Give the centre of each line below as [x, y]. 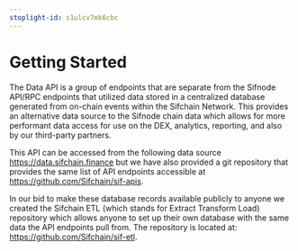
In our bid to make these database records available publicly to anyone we [147, 198]
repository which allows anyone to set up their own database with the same [149, 218]
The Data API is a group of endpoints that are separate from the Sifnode [143, 87]
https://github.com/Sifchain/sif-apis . [77, 181]
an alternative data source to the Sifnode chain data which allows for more [147, 116]
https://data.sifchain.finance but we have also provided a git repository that [149, 162]
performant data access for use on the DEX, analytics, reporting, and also [146, 125]
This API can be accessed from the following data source [116, 152]
